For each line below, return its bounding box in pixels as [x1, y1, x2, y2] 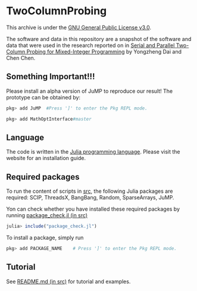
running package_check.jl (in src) [6, 212, 88, 219]
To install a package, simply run [6, 234, 84, 241]
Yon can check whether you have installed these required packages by [6, 205, 180, 212]
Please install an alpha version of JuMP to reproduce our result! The [6, 87, 173, 95]
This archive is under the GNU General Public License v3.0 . [6, 24, 152, 31]
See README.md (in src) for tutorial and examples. [6, 278, 131, 285]
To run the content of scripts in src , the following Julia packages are [6, 187, 173, 195]
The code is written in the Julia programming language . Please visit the [6, 148, 180, 155]
